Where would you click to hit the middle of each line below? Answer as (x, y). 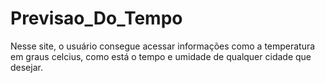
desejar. (26, 67)
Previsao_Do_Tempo (96, 18)
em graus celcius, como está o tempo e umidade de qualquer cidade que (161, 56)
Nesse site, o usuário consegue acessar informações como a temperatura (163, 46)
